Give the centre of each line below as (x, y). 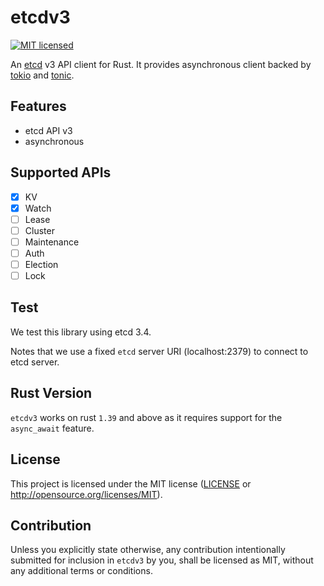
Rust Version (51, 393)
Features (38, 106)
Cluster (39, 230)
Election (41, 264)
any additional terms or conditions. (81, 571)
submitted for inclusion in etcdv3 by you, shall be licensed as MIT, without (162, 560)
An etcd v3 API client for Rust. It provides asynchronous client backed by (161, 64)
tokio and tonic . (42, 75)
